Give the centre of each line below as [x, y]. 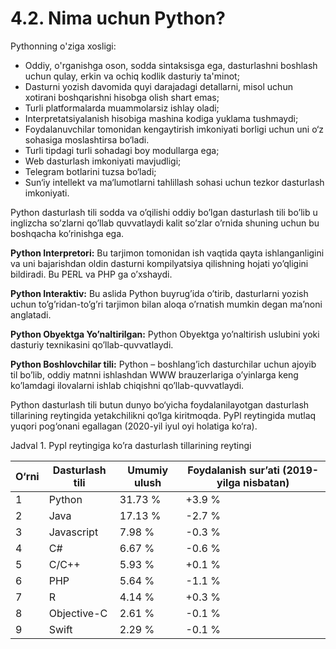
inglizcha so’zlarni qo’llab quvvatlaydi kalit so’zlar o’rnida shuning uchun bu [165, 223]
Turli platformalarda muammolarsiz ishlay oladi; [122, 108]
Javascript [73, 532]
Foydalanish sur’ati [233, 470]
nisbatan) [266, 482]
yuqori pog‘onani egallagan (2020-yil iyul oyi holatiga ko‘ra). [134, 426]
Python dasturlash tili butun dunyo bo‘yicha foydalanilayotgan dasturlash [160, 404]
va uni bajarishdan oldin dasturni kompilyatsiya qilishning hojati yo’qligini [159, 263]
